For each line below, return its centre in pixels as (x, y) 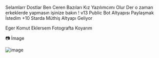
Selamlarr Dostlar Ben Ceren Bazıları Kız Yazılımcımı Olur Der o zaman (79, 7)
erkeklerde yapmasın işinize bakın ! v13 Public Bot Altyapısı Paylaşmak (79, 13)
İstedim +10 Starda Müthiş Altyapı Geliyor (49, 18)
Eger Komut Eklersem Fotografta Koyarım (49, 28)
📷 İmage (15, 38)
